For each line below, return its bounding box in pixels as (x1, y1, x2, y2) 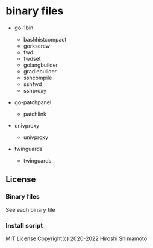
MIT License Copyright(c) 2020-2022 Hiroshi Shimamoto (5, 235, 148, 242)
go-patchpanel (14, 98, 52, 106)
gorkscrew (23, 42, 51, 49)
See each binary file (5, 206, 55, 213)
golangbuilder (23, 61, 58, 69)
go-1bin (14, 24, 34, 31)
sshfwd (23, 80, 42, 88)
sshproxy (23, 87, 46, 94)
